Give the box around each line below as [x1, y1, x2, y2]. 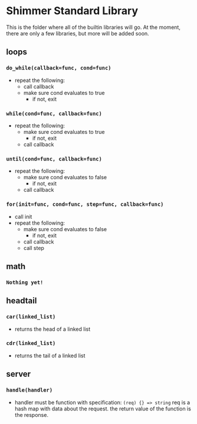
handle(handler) [6, 387, 53, 393]
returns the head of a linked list [14, 326, 91, 333]
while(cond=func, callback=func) [6, 110, 102, 117]
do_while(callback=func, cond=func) [6, 65, 111, 71]
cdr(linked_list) [6, 340, 56, 347]
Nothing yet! [6, 279, 44, 285]
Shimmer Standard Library [6, 4, 139, 18]
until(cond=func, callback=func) [6, 155, 102, 162]
